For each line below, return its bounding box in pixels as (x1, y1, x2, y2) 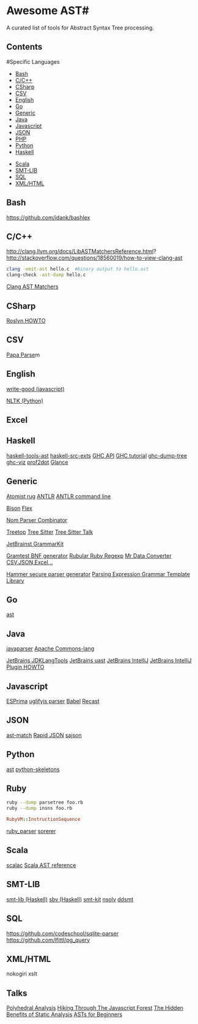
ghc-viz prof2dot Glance (6, 458, 68, 466)
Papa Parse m (6, 351, 40, 358)
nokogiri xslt (6, 970, 38, 977)
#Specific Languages (6, 58, 60, 65)
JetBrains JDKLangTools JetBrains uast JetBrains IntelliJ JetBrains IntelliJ (6, 657, 192, 664)
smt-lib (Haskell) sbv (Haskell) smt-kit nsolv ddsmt (6, 895, 134, 903)
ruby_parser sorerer (6, 828, 56, 835)
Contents (6, 42, 43, 52)
